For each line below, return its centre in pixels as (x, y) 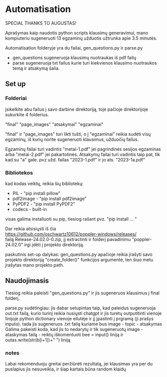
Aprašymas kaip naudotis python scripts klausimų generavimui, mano (77, 33)
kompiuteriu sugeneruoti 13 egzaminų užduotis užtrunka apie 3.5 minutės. (81, 38)
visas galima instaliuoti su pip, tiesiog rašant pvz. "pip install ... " (71, 219)
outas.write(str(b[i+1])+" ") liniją (38, 340)
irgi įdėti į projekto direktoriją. (54, 245)
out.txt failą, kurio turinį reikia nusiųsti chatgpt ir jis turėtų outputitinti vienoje (83, 313)
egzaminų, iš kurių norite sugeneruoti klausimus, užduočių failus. (72, 139)
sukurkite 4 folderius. (27, 114)
